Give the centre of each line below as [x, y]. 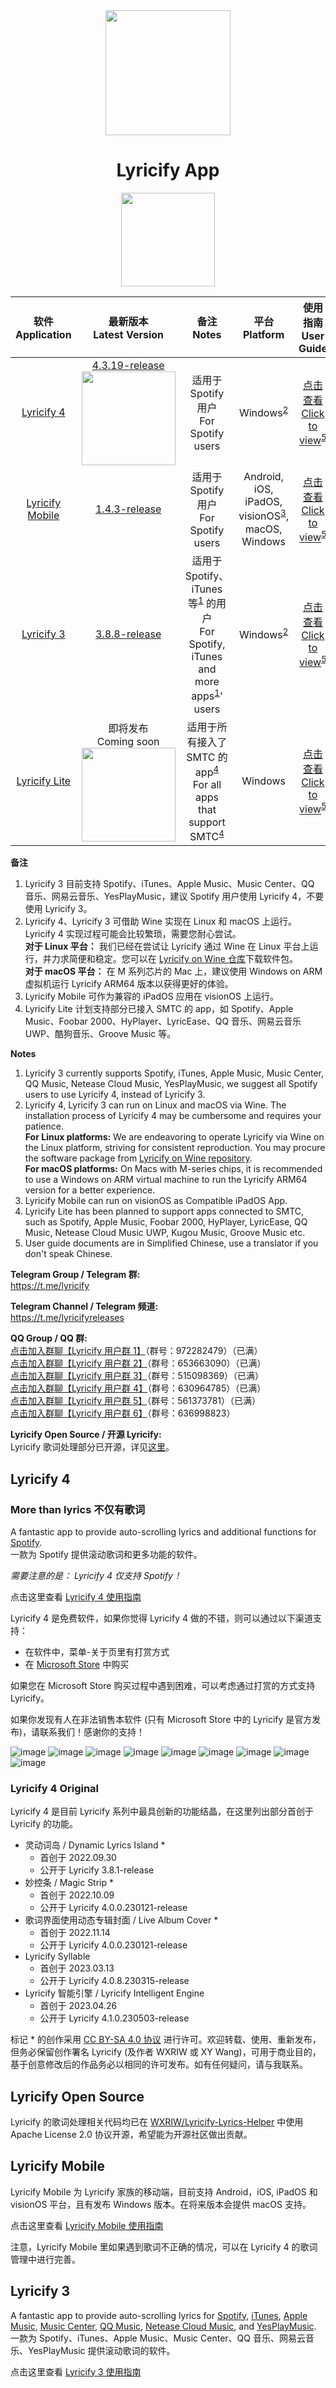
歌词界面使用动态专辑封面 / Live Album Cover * [121, 1920]
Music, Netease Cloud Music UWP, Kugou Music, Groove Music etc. [165, 1233]
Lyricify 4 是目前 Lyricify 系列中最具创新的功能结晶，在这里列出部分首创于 [162, 1811]
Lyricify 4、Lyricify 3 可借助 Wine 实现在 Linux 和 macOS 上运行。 [160, 921]
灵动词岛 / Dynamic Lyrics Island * [95, 1845]
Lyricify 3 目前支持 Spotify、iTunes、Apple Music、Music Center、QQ [169, 884]
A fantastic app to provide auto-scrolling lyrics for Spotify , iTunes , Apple [159, 2315]
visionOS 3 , [263, 515]
